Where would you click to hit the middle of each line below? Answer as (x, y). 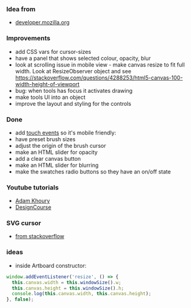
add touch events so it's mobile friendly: (66, 133)
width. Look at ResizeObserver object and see (73, 71)
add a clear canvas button (48, 158)
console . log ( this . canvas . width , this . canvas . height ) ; (81, 294)
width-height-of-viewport (47, 84)
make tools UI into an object (50, 97)
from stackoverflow (40, 237)
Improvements (28, 38)
